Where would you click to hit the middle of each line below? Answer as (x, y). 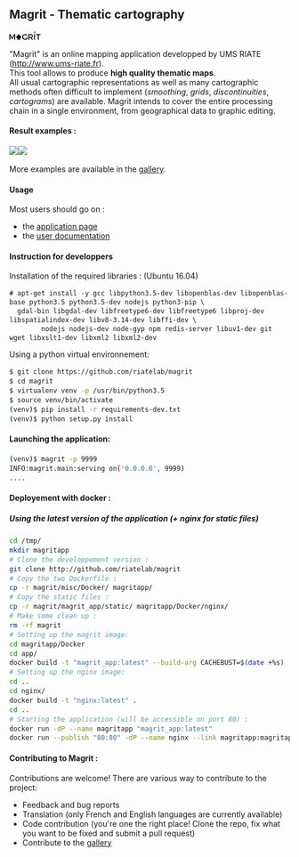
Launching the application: (60, 439)
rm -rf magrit (36, 625)
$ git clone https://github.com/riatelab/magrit (101, 372)
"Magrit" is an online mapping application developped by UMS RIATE (135, 53)
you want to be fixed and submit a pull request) (109, 833)
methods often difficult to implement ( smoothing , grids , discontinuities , (139, 92)
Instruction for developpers (61, 256)
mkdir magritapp (39, 550)
